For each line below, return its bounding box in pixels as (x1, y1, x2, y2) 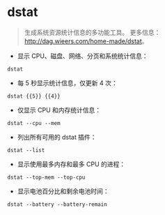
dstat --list (7, 147, 45, 154)
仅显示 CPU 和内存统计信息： (17, 105, 102, 114)
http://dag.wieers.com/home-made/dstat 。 (24, 36, 148, 45)
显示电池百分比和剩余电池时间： (17, 186, 109, 195)
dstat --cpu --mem (7, 119, 61, 126)
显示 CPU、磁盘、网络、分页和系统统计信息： (17, 52, 148, 60)
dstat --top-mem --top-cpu (7, 174, 86, 181)
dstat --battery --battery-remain (7, 200, 108, 208)
